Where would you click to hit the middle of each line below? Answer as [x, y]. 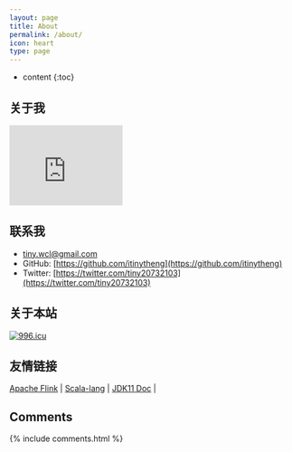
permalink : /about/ [46, 34]
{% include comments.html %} [66, 438]
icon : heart [32, 43]
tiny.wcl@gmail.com [60, 253]
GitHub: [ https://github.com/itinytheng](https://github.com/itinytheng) [152, 263]
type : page [30, 52]
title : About [34, 26]
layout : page [34, 18]
